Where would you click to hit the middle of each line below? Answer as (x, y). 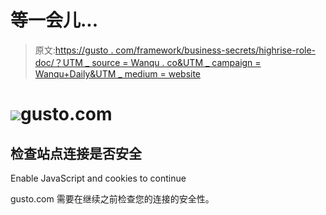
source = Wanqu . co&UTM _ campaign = (176, 62)
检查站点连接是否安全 (76, 153)
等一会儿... (54, 20)
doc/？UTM (58, 62)
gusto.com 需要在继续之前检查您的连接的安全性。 (112, 198)
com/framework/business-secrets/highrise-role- (216, 50)
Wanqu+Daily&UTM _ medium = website (118, 73)
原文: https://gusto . (74, 50)
